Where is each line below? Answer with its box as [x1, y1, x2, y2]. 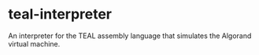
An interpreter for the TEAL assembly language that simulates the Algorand [8, 31, 252, 40]
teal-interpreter [8, 5, 113, 23]
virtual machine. [8, 39, 61, 48]
